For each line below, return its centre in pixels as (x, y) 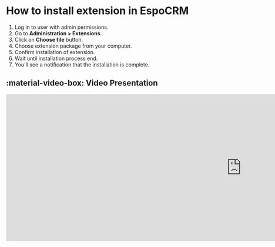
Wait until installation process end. (56, 58)
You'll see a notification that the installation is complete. (82, 64)
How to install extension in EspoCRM (98, 11)
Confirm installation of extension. (55, 52)
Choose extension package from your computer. (73, 46)
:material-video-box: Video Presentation (82, 83)
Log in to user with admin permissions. (61, 27)
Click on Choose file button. (49, 39)
